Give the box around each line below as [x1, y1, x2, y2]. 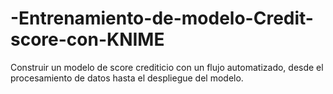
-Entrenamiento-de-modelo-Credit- [10, 7, 314, 30]
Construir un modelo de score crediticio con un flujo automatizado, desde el [10, 61, 324, 73]
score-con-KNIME [10, 28, 165, 51]
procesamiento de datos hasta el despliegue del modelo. [10, 72, 244, 84]
